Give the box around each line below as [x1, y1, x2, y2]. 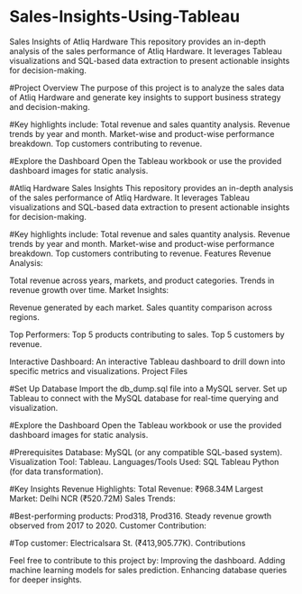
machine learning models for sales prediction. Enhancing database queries [9, 564, 288, 575]
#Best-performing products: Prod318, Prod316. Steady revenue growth [9, 510, 272, 521]
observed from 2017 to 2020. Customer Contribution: [9, 520, 207, 531]
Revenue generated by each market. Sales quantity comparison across [9, 302, 273, 313]
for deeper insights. [9, 574, 83, 585]
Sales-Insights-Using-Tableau [9, 6, 241, 27]
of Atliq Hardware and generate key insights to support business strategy [9, 92, 281, 103]
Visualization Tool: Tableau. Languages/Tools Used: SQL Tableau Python [9, 456, 279, 467]
